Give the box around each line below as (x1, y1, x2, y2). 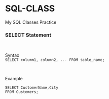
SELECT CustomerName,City (5, 85, 58, 90)
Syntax (5, 52, 20, 58)
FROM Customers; (5, 90, 38, 95)
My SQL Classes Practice (5, 19, 57, 25)
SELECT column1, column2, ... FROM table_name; (5, 58, 105, 63)
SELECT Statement (5, 32, 52, 38)
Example (5, 76, 23, 82)
